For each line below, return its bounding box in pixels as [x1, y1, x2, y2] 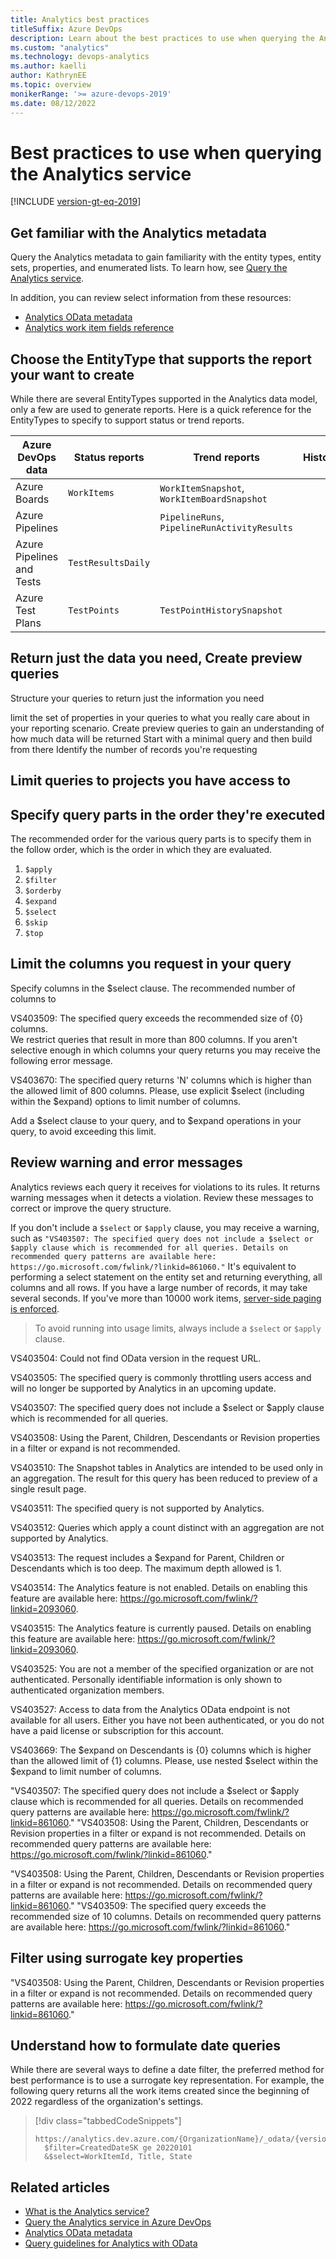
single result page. [10, 1482, 87, 1495]
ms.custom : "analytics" [10, 42, 110, 53]
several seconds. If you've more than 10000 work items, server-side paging [10, 1292, 322, 1304]
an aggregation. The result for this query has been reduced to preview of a [10, 1472, 318, 1484]
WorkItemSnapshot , [159, 481, 245, 495]
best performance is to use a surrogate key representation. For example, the [10, 2074, 325, 2086]
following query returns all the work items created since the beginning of [10, 2085, 310, 2097]
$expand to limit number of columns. [10, 1765, 162, 1777]
